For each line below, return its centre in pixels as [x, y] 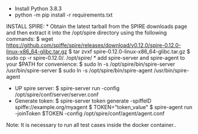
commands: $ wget [30, 39]
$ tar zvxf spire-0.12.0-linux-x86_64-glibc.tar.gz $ [130, 52]
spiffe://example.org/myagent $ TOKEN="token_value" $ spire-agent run [103, 107]
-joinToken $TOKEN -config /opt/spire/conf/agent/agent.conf [90, 113]
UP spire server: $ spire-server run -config [67, 88]
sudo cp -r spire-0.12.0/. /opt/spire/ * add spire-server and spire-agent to [96, 58]
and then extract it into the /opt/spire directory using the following [87, 33]
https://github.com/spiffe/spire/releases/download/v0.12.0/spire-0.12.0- [94, 45]
